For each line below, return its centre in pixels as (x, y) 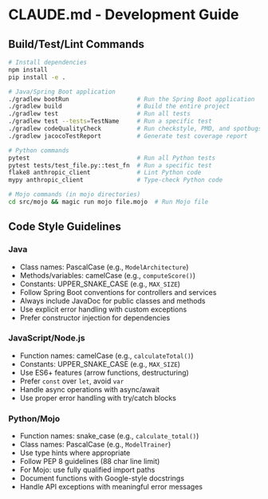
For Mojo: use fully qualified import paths (87, 470)
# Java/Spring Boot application (62, 92)
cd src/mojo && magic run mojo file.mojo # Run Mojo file (108, 202)
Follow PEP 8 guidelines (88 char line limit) (90, 462)
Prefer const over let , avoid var (72, 381)
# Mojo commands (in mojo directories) (75, 194)
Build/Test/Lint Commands (77, 44)
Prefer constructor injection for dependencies (95, 317)
